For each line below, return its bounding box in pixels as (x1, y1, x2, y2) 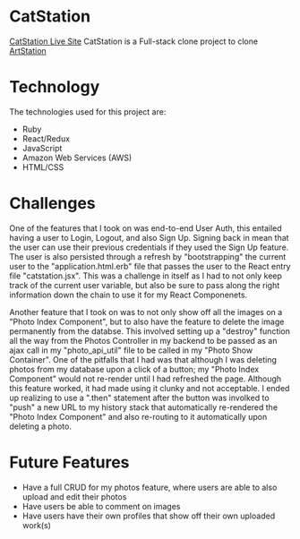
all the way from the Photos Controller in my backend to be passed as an (9, 335, 278, 346)
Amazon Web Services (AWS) (21, 152, 133, 163)
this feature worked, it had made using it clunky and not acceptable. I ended (9, 382, 290, 393)
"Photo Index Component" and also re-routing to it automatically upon (9, 411, 268, 422)
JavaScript (21, 142, 63, 153)
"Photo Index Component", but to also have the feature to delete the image (9, 316, 285, 327)
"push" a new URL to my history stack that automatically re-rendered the (9, 401, 279, 413)
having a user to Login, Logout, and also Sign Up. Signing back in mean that (9, 232, 289, 243)
